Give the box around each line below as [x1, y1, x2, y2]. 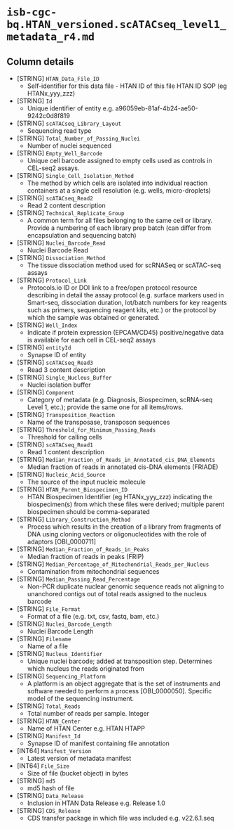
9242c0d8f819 [27, 112, 71, 120]
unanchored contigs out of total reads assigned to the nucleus [27, 590, 207, 598]
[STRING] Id [16, 97, 53, 105]
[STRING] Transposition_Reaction [16, 411, 116, 418]
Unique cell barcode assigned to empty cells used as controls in [27, 157, 213, 165]
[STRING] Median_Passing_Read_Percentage [16, 575, 141, 583]
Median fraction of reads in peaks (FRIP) [27, 553, 144, 560]
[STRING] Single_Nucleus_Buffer [16, 373, 113, 381]
